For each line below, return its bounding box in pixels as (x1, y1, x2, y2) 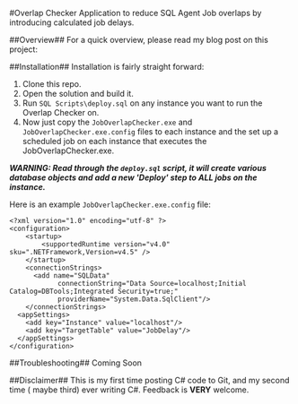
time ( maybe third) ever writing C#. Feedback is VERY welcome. (9, 384, 250, 395)
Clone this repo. (22, 79, 82, 89)
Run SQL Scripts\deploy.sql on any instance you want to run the (22, 98, 263, 108)
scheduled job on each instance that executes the (22, 136, 207, 146)
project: (9, 44, 39, 55)
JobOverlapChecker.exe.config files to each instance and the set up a (22, 126, 279, 137)
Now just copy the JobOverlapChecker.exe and (22, 116, 193, 127)
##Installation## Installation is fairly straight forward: (9, 62, 205, 72)
